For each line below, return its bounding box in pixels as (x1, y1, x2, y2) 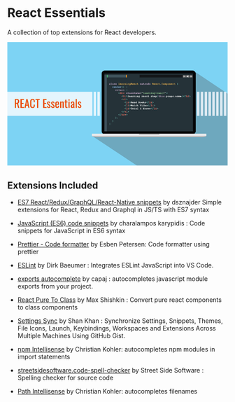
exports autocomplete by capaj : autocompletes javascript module (17, 275, 208, 283)
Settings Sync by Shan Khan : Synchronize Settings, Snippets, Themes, (17, 317, 224, 325)
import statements (17, 352, 71, 361)
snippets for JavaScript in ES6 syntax (17, 226, 126, 235)
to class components (17, 303, 78, 311)
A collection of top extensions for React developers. (7, 28, 157, 36)
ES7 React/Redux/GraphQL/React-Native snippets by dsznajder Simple (17, 197, 222, 206)
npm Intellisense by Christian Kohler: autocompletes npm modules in (17, 345, 215, 353)
